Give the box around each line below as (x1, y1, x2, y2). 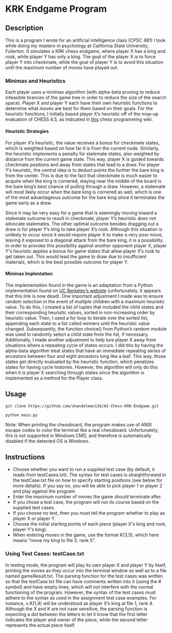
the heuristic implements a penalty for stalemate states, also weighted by (5, 150, 160, 157)
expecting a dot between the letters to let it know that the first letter (5, 611, 148, 617)
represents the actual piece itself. (5, 622, 76, 628)
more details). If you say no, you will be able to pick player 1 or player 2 (12, 483, 163, 489)
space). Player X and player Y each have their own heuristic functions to (5, 100, 158, 106)
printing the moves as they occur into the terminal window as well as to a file (5, 567, 167, 573)
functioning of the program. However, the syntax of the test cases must (5, 589, 156, 595)
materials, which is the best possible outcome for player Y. (5, 259, 129, 265)
